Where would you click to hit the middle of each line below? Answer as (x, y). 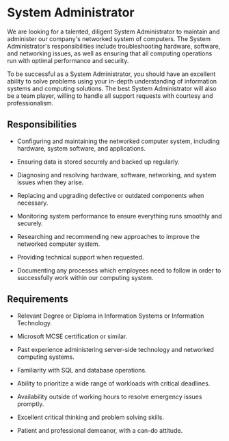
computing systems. (46, 357)
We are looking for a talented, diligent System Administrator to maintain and (113, 32)
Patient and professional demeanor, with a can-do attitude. (100, 430)
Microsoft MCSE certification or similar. (72, 336)
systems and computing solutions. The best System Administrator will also (112, 88)
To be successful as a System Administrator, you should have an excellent (111, 74)
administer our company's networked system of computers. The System (109, 38)
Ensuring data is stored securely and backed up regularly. (98, 162)
